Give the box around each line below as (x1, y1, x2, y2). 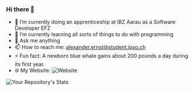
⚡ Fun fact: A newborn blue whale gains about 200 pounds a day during (14, 52, 189, 60)
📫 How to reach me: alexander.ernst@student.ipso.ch (14, 44, 146, 51)
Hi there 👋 (6, 5, 35, 13)
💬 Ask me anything (14, 37, 60, 44)
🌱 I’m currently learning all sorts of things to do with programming (14, 31, 174, 38)
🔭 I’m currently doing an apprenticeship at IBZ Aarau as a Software (14, 19, 176, 26)
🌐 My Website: (14, 67, 51, 74)
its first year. (14, 61, 45, 68)
